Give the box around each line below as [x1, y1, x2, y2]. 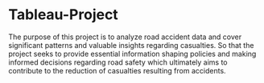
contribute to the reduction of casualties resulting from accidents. [8, 65, 227, 75]
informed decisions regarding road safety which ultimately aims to [8, 57, 228, 67]
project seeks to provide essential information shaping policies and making [8, 49, 257, 58]
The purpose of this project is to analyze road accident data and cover [8, 32, 242, 41]
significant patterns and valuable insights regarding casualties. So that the [8, 40, 254, 49]
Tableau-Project [8, 6, 118, 24]
